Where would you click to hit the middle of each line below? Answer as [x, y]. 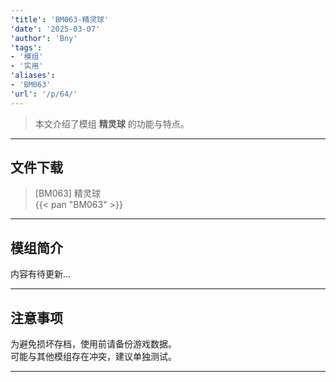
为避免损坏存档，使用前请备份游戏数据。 [93, 344]
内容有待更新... [41, 274]
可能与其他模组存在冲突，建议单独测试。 [93, 357]
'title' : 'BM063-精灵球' [60, 19]
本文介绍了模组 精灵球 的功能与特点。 [112, 123]
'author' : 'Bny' [44, 38]
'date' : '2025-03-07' [55, 29]
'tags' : [26, 47]
